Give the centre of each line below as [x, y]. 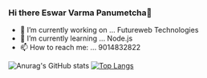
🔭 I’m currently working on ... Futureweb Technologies [109, 30]
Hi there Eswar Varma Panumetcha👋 [80, 13]
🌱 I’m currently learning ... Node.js [76, 38]
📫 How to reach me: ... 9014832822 [80, 48]
